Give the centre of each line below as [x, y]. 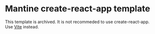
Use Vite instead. [22, 26]
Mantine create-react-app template [78, 9]
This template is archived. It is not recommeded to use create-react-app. [77, 22]
